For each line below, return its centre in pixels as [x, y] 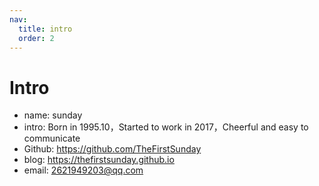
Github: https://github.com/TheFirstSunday [112, 149]
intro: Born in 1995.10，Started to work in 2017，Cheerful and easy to [166, 127]
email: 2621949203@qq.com [83, 170]
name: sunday [53, 115]
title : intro [45, 29]
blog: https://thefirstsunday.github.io [99, 160]
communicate [52, 138]
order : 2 [36, 38]
